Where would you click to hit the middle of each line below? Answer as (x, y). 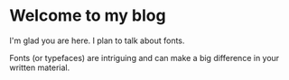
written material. (40, 67)
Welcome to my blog (88, 16)
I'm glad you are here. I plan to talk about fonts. (97, 40)
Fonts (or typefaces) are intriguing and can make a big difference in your (144, 58)
